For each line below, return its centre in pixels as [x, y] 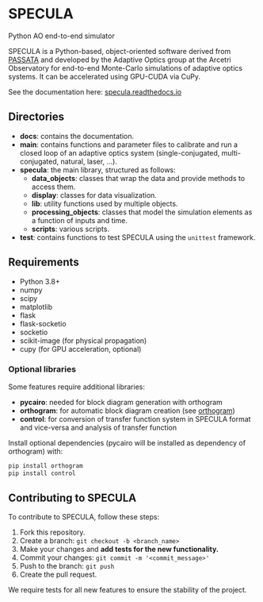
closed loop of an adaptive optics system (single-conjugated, [120, 152]
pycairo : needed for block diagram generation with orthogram [121, 402]
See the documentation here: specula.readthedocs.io [95, 91]
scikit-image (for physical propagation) [83, 340]
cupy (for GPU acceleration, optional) [80, 349]
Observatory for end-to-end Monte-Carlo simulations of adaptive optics [126, 68]
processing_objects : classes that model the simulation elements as [142, 212]
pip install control [42, 473]
